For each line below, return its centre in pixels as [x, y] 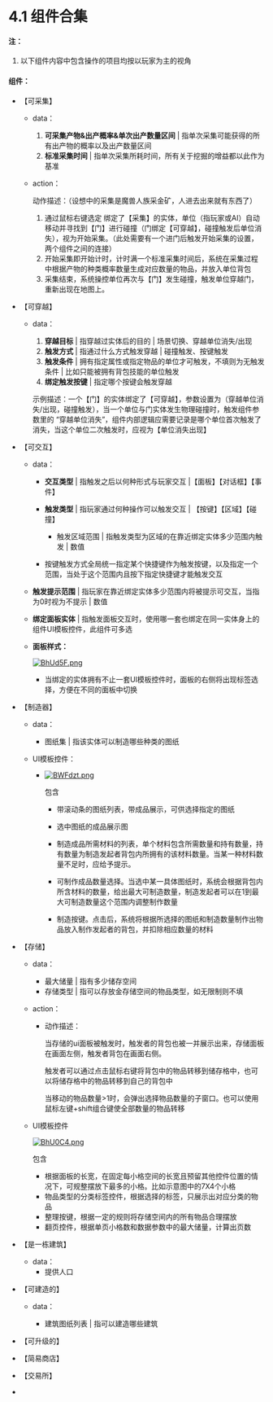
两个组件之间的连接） [80, 248]
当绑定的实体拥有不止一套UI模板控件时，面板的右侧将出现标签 [148, 679]
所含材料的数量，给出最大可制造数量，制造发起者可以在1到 [154, 892]
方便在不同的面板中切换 [98, 690]
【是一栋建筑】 [45, 1244]
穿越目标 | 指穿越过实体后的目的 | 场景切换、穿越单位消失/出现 [148, 341]
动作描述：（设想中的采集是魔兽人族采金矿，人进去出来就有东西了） [145, 200]
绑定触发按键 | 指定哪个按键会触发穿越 [108, 381]
